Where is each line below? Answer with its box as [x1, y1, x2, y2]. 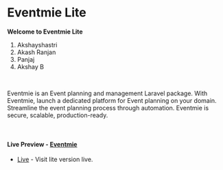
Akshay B [16, 62, 45, 71]
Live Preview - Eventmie [7, 140, 78, 148]
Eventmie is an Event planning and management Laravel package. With [7, 89, 208, 97]
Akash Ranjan [16, 48, 56, 56]
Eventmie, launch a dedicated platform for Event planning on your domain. [7, 96, 218, 104]
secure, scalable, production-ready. [7, 111, 108, 119]
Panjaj [16, 55, 35, 63]
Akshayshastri [16, 40, 58, 49]
